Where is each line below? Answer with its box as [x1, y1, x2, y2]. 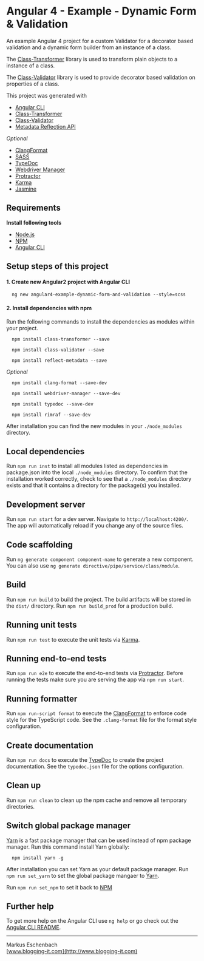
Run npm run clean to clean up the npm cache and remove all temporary [6, 796, 187, 804]
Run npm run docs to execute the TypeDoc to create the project [6, 756, 164, 764]
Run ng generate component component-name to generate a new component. [6, 555, 194, 563]
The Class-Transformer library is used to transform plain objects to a [6, 55, 178, 63]
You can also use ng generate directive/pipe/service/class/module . [6, 562, 180, 569]
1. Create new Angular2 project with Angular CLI [6, 278, 131, 285]
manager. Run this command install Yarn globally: [6, 843, 130, 851]
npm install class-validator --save [12, 347, 104, 353]
